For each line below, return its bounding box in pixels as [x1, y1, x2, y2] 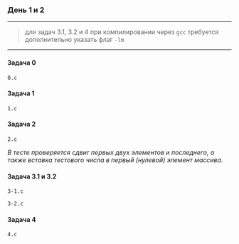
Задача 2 [7, 120, 36, 129]
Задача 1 [7, 89, 35, 97]
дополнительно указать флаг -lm [24, 36, 124, 44]
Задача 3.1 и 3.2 [7, 172, 57, 181]
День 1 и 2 [7, 5, 45, 15]
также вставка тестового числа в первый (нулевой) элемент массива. [7, 155, 223, 164]
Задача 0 [7, 58, 36, 67]
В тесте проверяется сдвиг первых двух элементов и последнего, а [7, 148, 215, 157]
